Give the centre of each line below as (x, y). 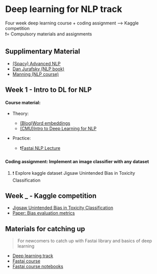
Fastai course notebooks (38, 267)
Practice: (22, 138)
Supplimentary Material (43, 52)
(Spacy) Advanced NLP (36, 63)
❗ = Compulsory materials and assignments (49, 34)
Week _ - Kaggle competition (51, 196)
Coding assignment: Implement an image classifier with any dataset (77, 161)
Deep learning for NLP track (64, 9)
